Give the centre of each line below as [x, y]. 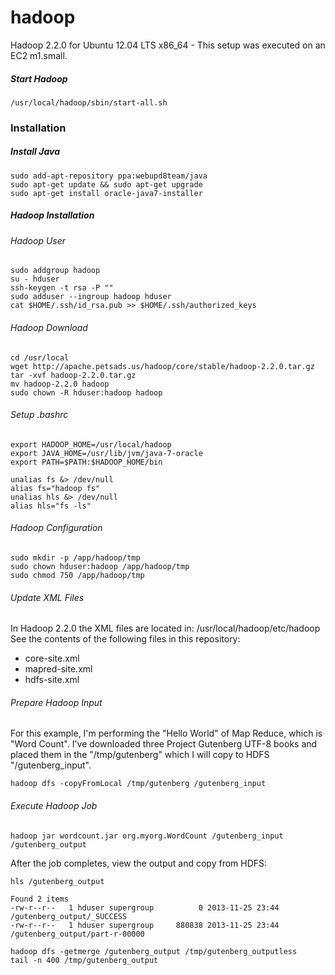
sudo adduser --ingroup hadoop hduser [91, 297]
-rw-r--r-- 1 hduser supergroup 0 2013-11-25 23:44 [145, 907]
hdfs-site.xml [52, 680]
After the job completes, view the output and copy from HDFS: [139, 863]
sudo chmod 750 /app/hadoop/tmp [77, 575]
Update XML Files [47, 597]
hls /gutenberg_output [57, 881]
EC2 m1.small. [39, 55]
